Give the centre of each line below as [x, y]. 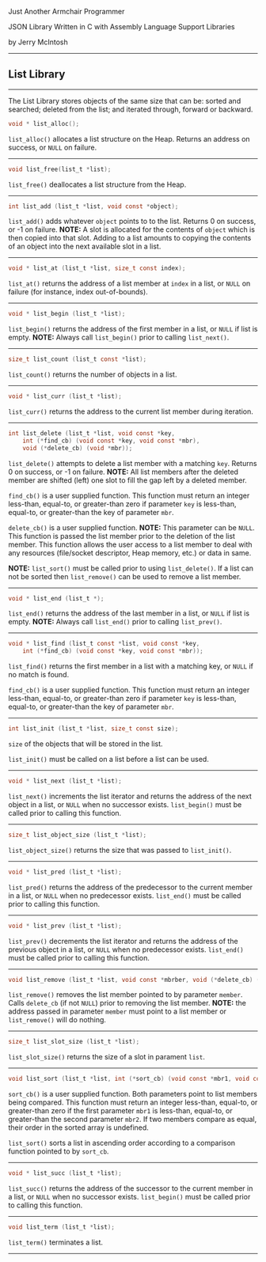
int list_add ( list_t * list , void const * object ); [93, 206]
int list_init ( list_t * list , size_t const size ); [93, 729]
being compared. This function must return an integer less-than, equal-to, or [133, 1102]
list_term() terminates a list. [56, 1242]
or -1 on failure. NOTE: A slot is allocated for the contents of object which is [132, 229]
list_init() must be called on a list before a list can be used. [109, 760]
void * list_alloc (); [44, 123]
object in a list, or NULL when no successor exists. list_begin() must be [125, 804]
